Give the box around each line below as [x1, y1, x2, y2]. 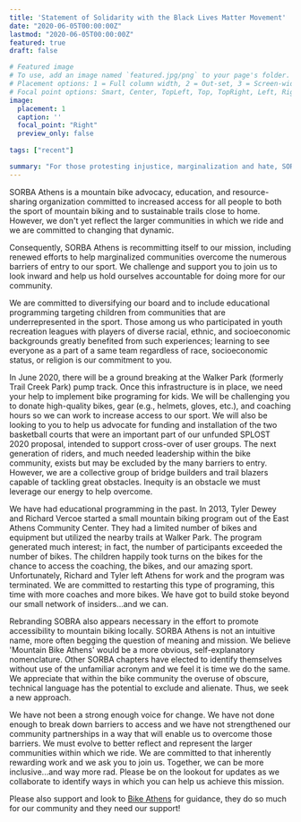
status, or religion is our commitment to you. [9, 355, 173, 365]
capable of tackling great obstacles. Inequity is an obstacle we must [9, 476, 262, 487]
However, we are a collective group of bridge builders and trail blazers [9, 467, 269, 477]
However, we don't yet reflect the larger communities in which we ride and [9, 215, 284, 226]
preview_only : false [17, 129, 94, 139]
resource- [232, 186, 270, 197]
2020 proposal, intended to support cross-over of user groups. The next [9, 438, 277, 449]
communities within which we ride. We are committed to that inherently [9, 747, 271, 758]
